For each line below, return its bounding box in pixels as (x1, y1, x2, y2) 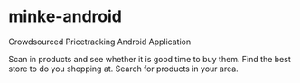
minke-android (8, 6, 123, 27)
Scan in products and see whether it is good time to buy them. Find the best (8, 53, 291, 64)
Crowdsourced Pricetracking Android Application (8, 36, 192, 47)
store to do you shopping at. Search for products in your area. (8, 63, 239, 74)
